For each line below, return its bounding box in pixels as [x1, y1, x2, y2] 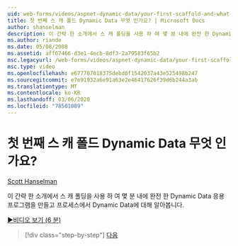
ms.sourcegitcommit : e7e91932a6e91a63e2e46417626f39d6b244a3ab [7, 76, 198, 84]
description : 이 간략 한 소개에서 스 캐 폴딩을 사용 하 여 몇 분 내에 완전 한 [7, 30, 210, 38]
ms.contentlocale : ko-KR [7, 89, 81, 96]
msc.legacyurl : [7, 57, 52, 64]
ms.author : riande [7, 37, 62, 44]
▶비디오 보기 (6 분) [7, 216, 62, 224]
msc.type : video [7, 63, 55, 70]
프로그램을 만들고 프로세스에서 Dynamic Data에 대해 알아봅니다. [7, 200, 185, 209]
